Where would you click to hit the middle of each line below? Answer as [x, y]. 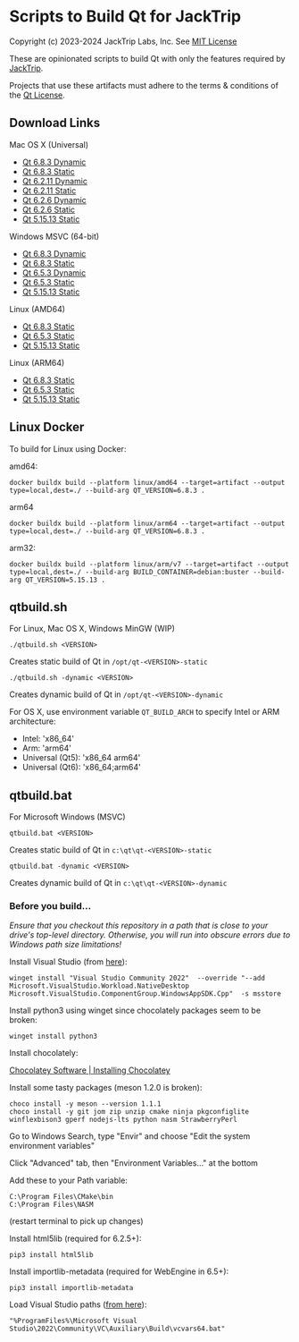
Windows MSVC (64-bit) [54, 236]
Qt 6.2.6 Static [49, 209]
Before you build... [50, 906]
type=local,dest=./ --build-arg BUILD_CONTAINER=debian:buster [129, 572]
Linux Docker [47, 427]
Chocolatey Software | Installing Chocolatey [90, 1070]
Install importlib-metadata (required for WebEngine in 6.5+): [119, 1271]
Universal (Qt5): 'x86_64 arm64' [81, 758]
